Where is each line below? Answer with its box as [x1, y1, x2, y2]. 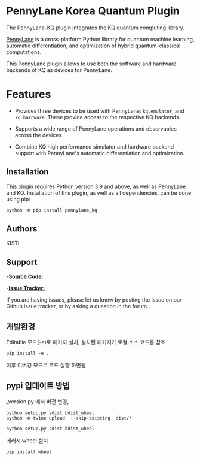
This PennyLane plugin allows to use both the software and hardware [6, 60, 177, 67]
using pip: [6, 195, 31, 203]
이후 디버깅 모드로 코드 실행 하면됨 [6, 361, 86, 369]
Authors [6, 224, 38, 234]
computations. [6, 48, 42, 55]
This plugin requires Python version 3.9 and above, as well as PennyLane [6, 183, 186, 190]
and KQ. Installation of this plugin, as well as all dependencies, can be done [6, 189, 192, 196]
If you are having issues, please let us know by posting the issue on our [6, 296, 182, 303]
